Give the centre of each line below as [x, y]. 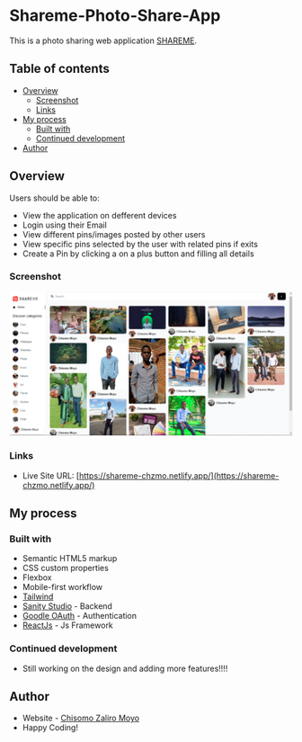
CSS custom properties [66, 568]
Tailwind [38, 597]
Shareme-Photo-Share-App [115, 16]
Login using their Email [65, 225]
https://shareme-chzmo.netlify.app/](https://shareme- [179, 475]
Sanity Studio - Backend [67, 606]
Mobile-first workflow [62, 587]
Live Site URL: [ [51, 475]
